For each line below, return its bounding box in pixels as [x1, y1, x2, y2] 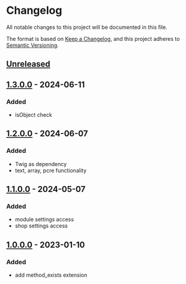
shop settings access [14, 222, 68, 229]
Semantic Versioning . [6, 42, 59, 49]
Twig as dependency [14, 160, 67, 167]
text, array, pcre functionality [14, 167, 87, 174]
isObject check [14, 111, 53, 119]
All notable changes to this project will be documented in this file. [6, 23, 168, 31]
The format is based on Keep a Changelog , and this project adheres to [6, 35, 180, 42]
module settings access [14, 216, 74, 223]
